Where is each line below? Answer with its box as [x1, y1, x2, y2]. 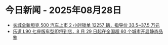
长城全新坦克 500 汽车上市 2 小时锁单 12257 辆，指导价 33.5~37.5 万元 [12, 22, 160, 28]
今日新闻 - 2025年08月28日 [5, 4, 121, 16]
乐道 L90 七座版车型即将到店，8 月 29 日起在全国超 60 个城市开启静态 [12, 28, 159, 34]
